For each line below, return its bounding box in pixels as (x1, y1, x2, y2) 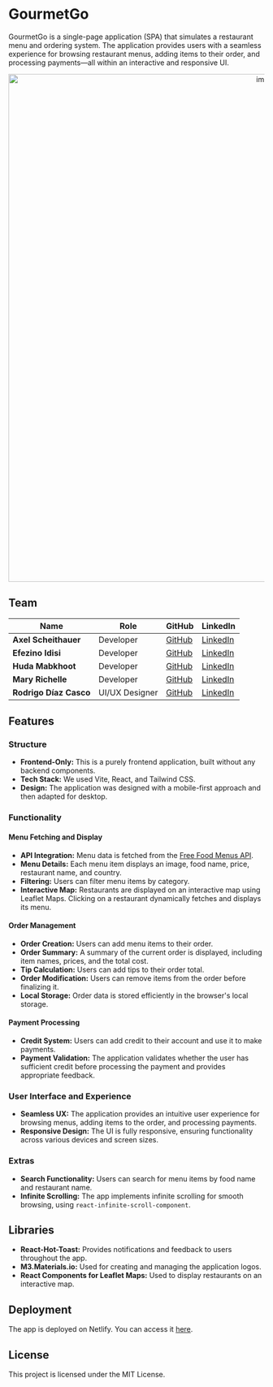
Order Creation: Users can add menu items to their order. (19, 938, 214, 948)
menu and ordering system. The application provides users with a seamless (8, 40, 262, 50)
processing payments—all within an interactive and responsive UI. (8, 58, 230, 67)
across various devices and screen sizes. (19, 1135, 158, 1145)
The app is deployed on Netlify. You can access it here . (8, 1324, 193, 1334)
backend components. (19, 765, 96, 776)
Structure (8, 739, 47, 750)
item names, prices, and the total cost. (19, 956, 149, 965)
